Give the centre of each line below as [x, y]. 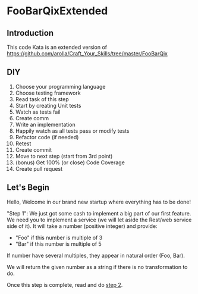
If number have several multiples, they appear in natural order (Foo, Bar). [96, 255]
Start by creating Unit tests [48, 105]
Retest [23, 143]
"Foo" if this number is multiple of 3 [59, 237]
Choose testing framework [48, 93]
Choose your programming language [60, 86]
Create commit [34, 149]
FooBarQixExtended [57, 11]
